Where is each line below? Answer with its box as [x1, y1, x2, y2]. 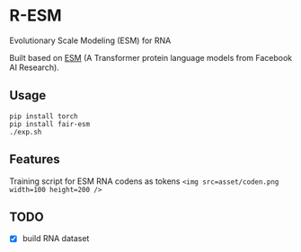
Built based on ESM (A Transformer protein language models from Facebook [9, 52, 293, 63]
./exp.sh [9, 127, 42, 136]
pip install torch [9, 111, 78, 121]
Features [9, 152, 60, 167]
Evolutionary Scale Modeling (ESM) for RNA [9, 35, 172, 46]
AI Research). [9, 62, 60, 73]
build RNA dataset [22, 233, 90, 244]
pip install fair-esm [9, 119, 91, 128]
